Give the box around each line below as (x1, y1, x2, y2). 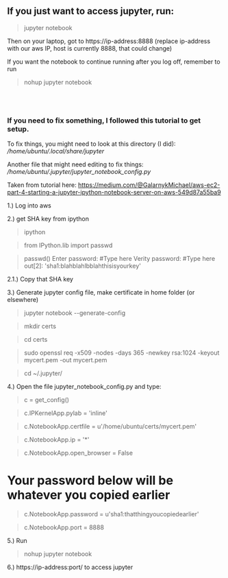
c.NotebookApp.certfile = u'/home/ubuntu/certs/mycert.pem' (23, 423, 197, 431)
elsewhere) (7, 296, 39, 304)
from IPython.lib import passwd (23, 241, 113, 249)
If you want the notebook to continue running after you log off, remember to (7, 58, 220, 66)
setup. (7, 124, 29, 134)
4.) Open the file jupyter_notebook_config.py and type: (7, 383, 162, 391)
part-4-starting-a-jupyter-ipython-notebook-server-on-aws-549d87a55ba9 (7, 188, 221, 197)
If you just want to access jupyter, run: (7, 5, 175, 17)
